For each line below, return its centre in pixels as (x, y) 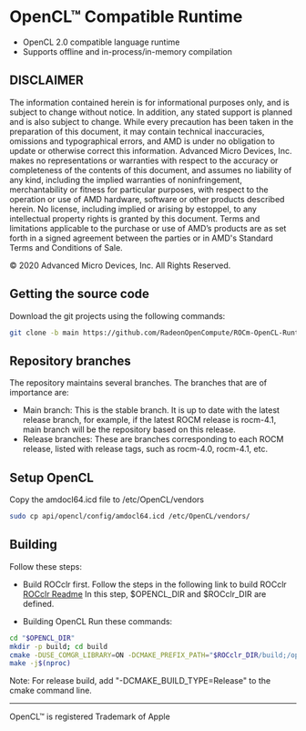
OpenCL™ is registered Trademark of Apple (90, 716)
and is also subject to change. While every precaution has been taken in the (152, 121)
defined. (38, 603)
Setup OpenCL (51, 477)
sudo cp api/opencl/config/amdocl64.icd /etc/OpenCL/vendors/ (130, 517)
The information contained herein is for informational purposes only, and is (149, 102)
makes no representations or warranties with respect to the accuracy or (144, 160)
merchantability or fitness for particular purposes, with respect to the (139, 190)
